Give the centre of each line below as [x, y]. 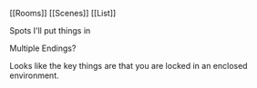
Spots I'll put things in [50, 30]
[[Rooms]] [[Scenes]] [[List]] [63, 13]
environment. [34, 75]
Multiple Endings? [43, 48]
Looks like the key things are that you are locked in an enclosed [128, 66]
